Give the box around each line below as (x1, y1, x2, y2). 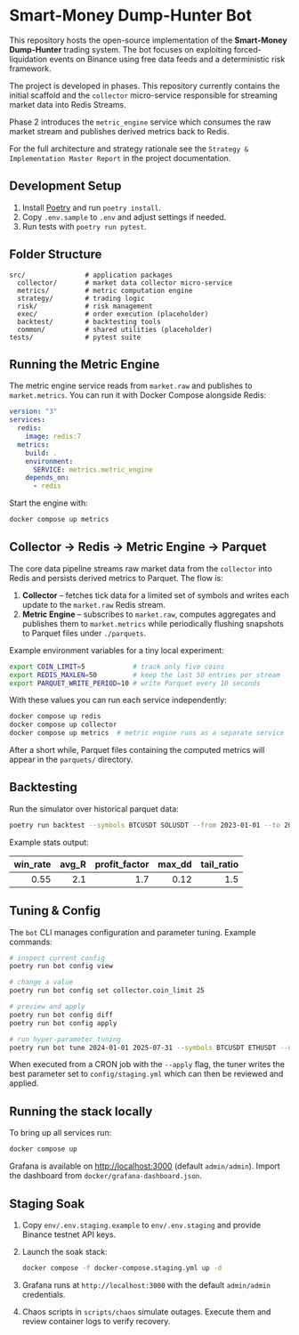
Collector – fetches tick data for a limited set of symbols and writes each (21, 589, 289, 601)
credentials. (21, 1289, 66, 1299)
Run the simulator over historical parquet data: (9, 803, 180, 814)
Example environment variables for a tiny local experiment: (9, 644, 224, 655)
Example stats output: (9, 837, 89, 847)
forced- (233, 44, 263, 54)
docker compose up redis (9, 712, 101, 721)
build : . (25, 449, 58, 457)
